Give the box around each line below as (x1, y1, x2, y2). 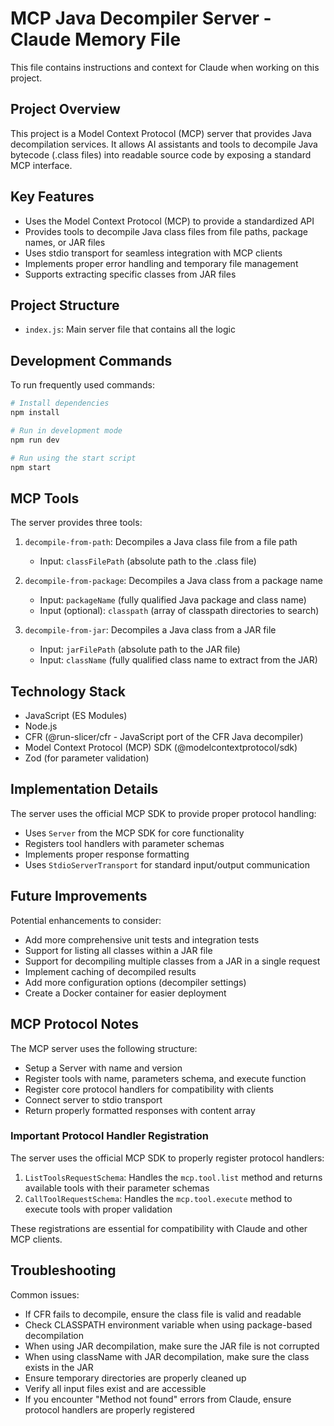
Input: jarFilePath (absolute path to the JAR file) (39, 643, 241, 656)
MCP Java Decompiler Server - (10, 7, 272, 30)
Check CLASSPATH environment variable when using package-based (24, 1318, 313, 1331)
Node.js (24, 720, 58, 732)
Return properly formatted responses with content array (24, 1104, 256, 1116)
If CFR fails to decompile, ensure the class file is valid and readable (24, 1308, 302, 1320)
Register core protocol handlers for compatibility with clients (24, 1083, 274, 1095)
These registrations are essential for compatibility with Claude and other (10, 1222, 308, 1234)
